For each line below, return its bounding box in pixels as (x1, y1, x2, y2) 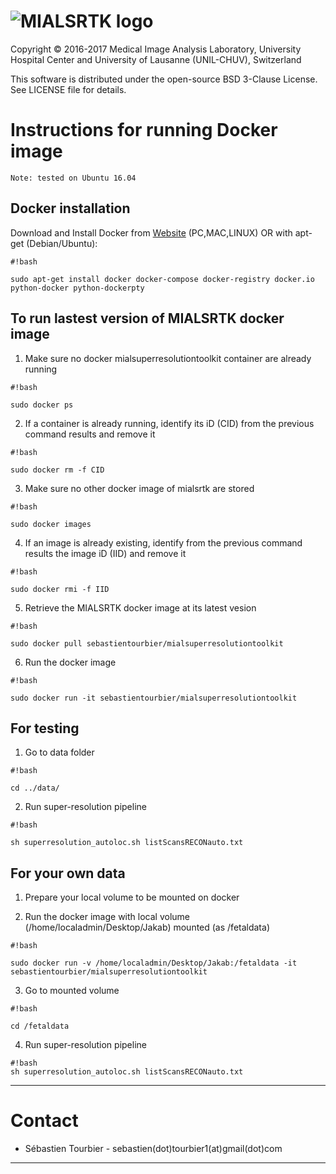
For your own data (10, 865, 126, 882)
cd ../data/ (10, 783, 60, 794)
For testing (10, 720, 80, 737)
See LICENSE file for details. (10, 83, 127, 95)
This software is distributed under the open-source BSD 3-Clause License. (10, 73, 318, 85)
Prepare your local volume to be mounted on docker (24, 891, 240, 904)
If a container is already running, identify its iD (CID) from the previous (24, 417, 315, 429)
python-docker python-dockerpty (10, 283, 145, 293)
